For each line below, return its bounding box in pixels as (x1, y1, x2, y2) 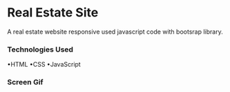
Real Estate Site (7, 5, 99, 21)
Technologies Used (7, 45, 74, 54)
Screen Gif (7, 78, 44, 87)
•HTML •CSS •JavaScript (7, 60, 81, 69)
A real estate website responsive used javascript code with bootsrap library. (7, 27, 223, 36)
